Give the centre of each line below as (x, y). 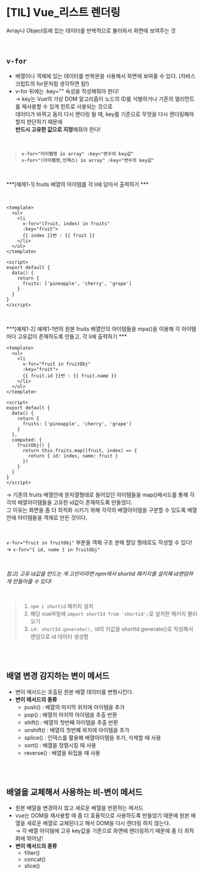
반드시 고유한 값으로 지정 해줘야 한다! (58, 129)
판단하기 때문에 (44, 121)
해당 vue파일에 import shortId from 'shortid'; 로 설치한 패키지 (108, 613)
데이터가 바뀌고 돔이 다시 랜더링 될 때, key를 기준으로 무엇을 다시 (91, 114)
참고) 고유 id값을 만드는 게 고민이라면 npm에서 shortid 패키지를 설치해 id (92, 574)
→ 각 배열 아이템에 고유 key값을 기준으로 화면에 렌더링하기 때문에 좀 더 (99, 831)
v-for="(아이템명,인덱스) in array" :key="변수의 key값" (88, 160)
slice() (32, 866)
